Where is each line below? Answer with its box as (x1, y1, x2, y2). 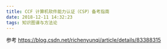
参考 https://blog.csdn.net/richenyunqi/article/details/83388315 (6, 37, 161, 44)
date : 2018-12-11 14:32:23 (6, 14, 73, 20)
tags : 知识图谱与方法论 (6, 19, 58, 25)
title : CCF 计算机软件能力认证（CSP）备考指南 (6, 8, 110, 15)
